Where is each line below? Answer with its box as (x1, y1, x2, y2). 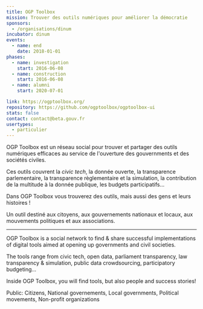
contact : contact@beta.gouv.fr (6, 116, 85, 122)
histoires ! (6, 199, 31, 207)
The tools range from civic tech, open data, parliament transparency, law (6, 253, 187, 261)
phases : (6, 54, 26, 60)
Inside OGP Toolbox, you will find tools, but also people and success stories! (6, 277, 196, 285)
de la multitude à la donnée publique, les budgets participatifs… (6, 181, 165, 188)
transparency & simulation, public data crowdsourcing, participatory (6, 259, 175, 267)
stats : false (6, 110, 39, 116)
